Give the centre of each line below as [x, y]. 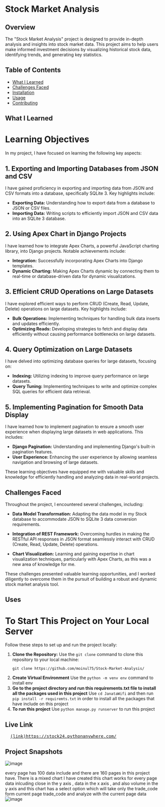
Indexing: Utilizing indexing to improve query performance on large [80, 376]
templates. [23, 266]
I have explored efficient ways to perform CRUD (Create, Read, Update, [77, 303]
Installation [23, 92]
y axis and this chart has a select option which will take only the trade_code [82, 788]
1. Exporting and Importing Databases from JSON [82, 168]
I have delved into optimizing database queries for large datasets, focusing [81, 361]
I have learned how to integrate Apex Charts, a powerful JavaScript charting [82, 246]
